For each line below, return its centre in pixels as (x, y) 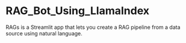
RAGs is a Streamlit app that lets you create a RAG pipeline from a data (93, 27)
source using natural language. (44, 33)
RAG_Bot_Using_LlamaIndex (78, 11)
